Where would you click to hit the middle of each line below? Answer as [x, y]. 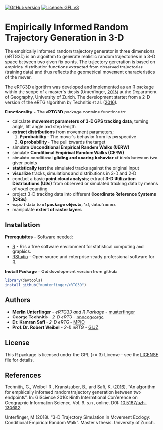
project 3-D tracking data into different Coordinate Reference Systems [84, 194]
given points [25, 163]
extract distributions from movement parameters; [63, 132]
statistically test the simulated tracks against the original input [75, 168]
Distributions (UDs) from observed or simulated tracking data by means [85, 183]
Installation [23, 225]
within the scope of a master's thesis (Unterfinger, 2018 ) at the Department [81, 92]
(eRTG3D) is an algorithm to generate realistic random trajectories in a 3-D [80, 56]
